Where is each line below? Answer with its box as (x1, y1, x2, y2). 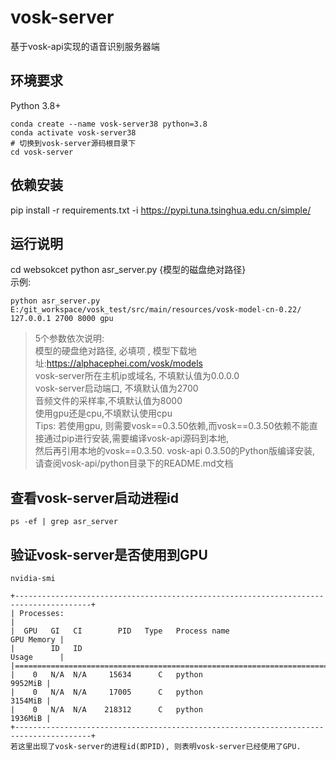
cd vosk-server (10, 147, 74, 157)
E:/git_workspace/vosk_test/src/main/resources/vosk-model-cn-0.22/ (10, 305, 302, 315)
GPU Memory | (10, 635, 65, 645)
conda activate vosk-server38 (10, 127, 137, 138)
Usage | (10, 652, 65, 662)
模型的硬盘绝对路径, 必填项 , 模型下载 (34, 345, 188, 357)
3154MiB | (10, 696, 52, 706)
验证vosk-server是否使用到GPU (10, 546, 208, 563)
